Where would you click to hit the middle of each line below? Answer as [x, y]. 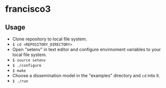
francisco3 [28, 9]
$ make [19, 71]
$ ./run [20, 81]
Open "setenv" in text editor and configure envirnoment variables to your [86, 49]
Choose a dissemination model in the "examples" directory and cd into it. [86, 75]
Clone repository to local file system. [50, 39]
